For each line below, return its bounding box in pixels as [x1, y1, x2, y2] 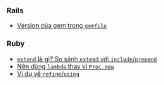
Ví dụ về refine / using [16, 69, 80, 78]
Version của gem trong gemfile [16, 22, 107, 30]
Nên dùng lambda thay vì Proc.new [16, 62, 115, 70]
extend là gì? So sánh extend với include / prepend [16, 54, 158, 63]
